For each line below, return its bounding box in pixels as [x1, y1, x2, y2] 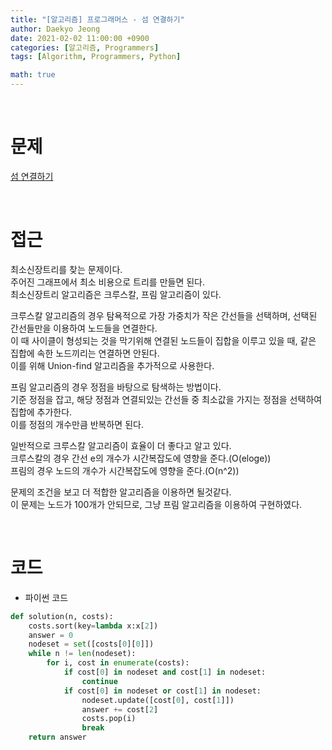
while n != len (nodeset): [28, 649, 137, 659]
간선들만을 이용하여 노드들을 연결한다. [10, 322, 158, 334]
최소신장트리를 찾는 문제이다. [10, 263, 123, 275]
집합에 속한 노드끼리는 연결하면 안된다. [10, 347, 160, 359]
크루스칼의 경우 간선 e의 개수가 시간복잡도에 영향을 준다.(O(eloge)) [10, 452, 272, 464]
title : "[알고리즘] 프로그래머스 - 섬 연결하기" [10, 14, 185, 25]
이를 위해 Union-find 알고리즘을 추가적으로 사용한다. [10, 359, 215, 371]
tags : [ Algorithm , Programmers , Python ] [10, 52, 182, 62]
